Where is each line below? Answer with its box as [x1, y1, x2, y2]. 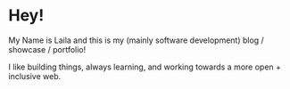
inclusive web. [8, 70, 62, 81]
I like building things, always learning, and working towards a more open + [8, 61, 282, 72]
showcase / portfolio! [8, 44, 87, 54]
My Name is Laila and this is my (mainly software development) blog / [8, 35, 264, 45]
